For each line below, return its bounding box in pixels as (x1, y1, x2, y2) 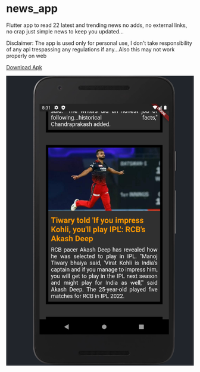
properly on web (6, 52, 47, 59)
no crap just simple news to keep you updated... (6, 27, 124, 35)
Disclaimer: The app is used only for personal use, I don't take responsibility (6, 39, 192, 47)
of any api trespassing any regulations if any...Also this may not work (6, 45, 175, 53)
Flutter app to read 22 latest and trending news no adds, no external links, (6, 21, 187, 29)
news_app (6, 2, 58, 16)
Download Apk (6, 63, 43, 70)
